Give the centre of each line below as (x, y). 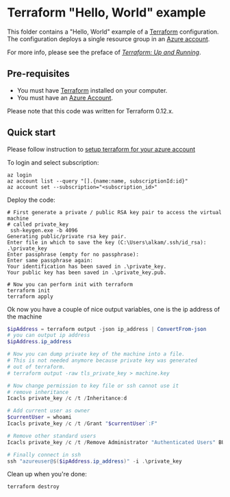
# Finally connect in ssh (44, 454)
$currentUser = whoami (39, 417)
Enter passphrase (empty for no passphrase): (73, 254)
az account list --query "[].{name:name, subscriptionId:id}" (98, 181)
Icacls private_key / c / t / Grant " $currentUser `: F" (82, 424)
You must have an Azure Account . (65, 97)
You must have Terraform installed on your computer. (92, 90)
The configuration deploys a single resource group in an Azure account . (108, 38)
